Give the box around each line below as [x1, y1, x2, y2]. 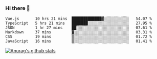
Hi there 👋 [5, 5, 31, 12]
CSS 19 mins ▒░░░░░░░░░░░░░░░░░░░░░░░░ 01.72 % [5, 34, 152, 40]
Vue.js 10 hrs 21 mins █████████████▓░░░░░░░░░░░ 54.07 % [5, 16, 152, 22]
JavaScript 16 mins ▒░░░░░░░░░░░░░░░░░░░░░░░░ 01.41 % [5, 38, 152, 44]
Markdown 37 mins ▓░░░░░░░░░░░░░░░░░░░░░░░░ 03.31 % [5, 30, 152, 35]
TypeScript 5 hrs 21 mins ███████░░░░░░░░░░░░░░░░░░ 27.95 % [5, 21, 152, 26]
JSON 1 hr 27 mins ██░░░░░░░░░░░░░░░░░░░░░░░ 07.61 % [5, 25, 152, 30]
